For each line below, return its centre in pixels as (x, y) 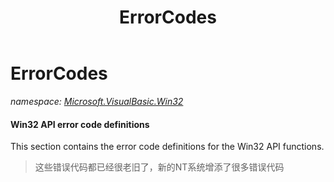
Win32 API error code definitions (80, 124)
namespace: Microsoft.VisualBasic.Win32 (97, 101)
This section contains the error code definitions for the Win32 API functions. (167, 147)
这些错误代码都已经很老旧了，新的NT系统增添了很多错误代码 (159, 167)
